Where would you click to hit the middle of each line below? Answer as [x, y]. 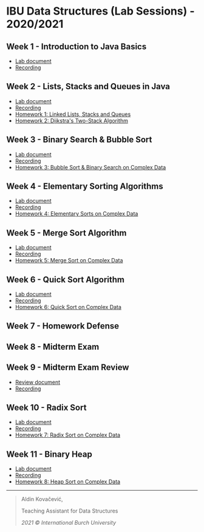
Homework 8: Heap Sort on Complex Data [67, 482]
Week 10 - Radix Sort [46, 408]
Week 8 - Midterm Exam [53, 346]
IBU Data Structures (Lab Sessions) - [101, 11]
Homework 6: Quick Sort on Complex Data [68, 307]
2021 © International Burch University [69, 523]
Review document [38, 382]
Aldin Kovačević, [42, 499]
